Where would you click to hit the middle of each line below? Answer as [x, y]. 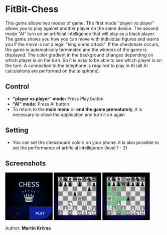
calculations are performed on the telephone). [53, 70]
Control [17, 87]
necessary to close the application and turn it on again [69, 114]
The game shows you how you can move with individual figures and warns [82, 39]
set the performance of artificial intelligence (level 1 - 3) [70, 147]
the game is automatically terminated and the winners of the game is [76, 49]
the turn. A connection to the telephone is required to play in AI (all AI [76, 65]
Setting [17, 130]
